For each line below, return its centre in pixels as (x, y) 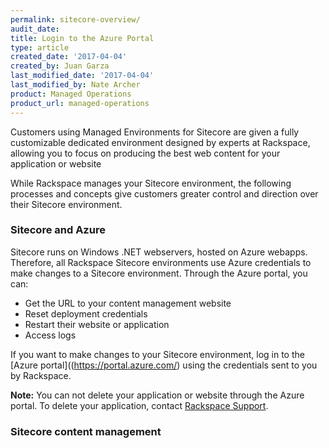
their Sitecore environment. (66, 204)
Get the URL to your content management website (128, 303)
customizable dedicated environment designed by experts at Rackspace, (160, 142)
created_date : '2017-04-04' (69, 57)
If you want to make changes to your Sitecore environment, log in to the (157, 354)
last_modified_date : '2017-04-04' (82, 76)
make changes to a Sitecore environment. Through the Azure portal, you (159, 273)
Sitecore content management (86, 431)
